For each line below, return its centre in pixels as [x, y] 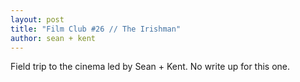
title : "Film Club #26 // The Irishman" [96, 29]
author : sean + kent [53, 38]
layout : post [37, 19]
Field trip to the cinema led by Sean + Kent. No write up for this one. [150, 67]
